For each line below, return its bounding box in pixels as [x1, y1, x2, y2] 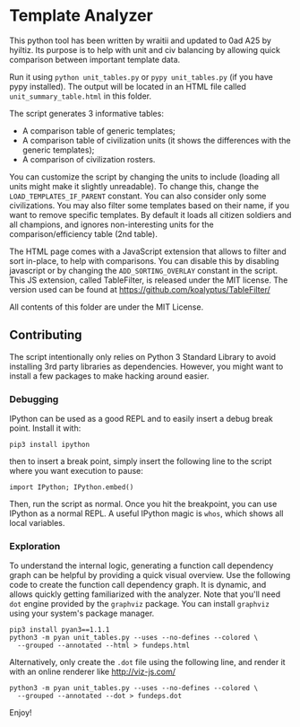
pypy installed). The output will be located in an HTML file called [9, 81, 246, 92]
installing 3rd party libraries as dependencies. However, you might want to [9, 361, 284, 372]
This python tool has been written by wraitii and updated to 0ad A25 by [9, 35, 271, 46]
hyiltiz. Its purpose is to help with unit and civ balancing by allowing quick [9, 44, 280, 55]
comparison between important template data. [9, 54, 181, 65]
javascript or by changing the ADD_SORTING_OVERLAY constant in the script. [9, 265, 279, 276]
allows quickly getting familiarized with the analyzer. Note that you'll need [9, 589, 281, 600]
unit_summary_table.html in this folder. [9, 91, 152, 101]
